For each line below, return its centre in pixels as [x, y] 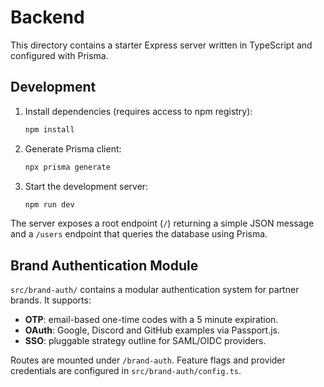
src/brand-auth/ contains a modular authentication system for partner [155, 290]
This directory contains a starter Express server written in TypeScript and [161, 45]
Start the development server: [86, 186]
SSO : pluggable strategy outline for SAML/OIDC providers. [145, 341]
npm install [49, 129]
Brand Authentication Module [104, 265]
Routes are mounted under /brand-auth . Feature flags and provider [148, 360]
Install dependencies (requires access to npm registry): [138, 111]
